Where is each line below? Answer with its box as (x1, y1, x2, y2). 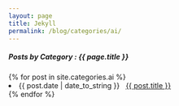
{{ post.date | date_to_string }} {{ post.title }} (19, 81, 172, 91)
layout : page (8, 11, 53, 20)
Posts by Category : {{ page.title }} (8, 52, 129, 61)
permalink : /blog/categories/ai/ (8, 27, 122, 35)
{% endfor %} (8, 90, 55, 100)
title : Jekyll (8, 19, 57, 28)
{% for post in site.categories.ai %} (8, 72, 126, 82)
